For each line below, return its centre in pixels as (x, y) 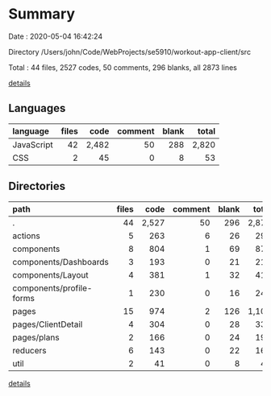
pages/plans (36, 337)
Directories (37, 186)
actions (26, 236)
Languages (37, 108)
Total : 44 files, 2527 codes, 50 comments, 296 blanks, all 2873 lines (123, 67)
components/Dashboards (60, 262)
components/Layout (50, 274)
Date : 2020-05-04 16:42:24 (56, 36)
